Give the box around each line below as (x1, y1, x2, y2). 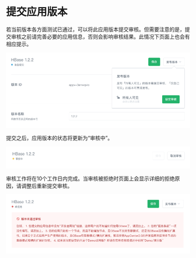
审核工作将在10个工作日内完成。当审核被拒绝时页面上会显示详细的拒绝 (6, 175, 175, 182)
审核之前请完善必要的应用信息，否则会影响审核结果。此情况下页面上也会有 (10, 33, 190, 40)
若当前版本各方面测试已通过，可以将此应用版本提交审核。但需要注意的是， (6, 26, 185, 33)
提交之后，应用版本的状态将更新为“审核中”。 (6, 135, 113, 142)
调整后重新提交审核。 (21, 182, 73, 189)
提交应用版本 (6, 5, 68, 19)
